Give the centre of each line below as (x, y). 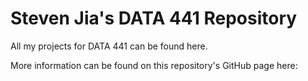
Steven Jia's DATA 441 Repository (154, 18)
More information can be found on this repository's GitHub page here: (154, 65)
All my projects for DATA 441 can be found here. (109, 46)
